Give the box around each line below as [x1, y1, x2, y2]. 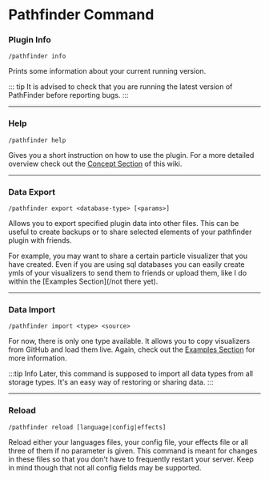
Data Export [8, 186, 56, 197]
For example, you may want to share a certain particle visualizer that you [8, 251, 248, 261]
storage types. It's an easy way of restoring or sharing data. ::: [8, 377, 214, 387]
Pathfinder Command [8, 6, 155, 24]
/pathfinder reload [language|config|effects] [8, 423, 167, 431]
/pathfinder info [8, 52, 66, 61]
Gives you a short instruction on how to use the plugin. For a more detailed [8, 150, 255, 159]
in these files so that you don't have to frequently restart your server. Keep [8, 454, 255, 464]
